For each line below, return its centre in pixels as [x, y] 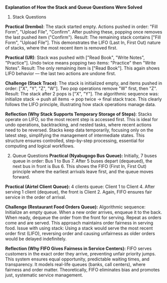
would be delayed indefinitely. [36, 239]
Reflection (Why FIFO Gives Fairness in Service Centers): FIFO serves [79, 248]
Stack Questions [29, 17]
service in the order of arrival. [36, 197]
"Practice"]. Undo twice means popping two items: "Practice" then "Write [81, 63]
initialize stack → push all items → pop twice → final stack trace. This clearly [83, 99]
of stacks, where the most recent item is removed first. [61, 48]
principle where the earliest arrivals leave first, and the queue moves [83, 171]
